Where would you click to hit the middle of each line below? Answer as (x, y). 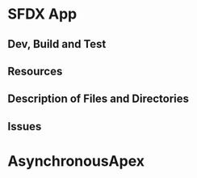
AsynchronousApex (76, 161)
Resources (35, 71)
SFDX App (42, 14)
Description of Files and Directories (98, 99)
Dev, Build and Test (57, 44)
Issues (25, 126)
